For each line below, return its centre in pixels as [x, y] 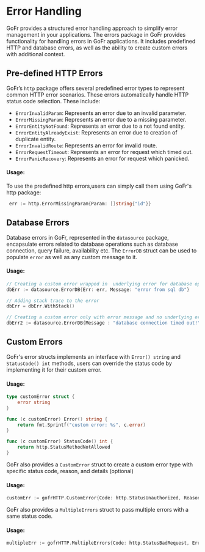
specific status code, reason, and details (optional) [70, 471]
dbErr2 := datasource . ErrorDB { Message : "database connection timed [95, 323]
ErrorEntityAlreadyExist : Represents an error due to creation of [96, 132]
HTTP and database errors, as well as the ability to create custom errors [97, 48]
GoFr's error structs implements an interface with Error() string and [94, 356]
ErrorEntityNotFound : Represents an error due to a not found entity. [100, 126]
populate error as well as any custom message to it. [72, 257]
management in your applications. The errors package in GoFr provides [96, 34]
